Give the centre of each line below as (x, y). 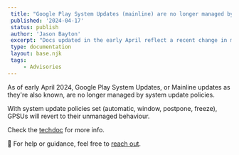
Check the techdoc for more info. (56, 129)
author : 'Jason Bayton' (46, 34)
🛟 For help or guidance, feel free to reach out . (74, 144)
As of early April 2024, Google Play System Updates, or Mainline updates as (119, 87)
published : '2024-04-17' (47, 21)
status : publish (34, 27)
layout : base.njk (36, 54)
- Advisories (42, 67)
